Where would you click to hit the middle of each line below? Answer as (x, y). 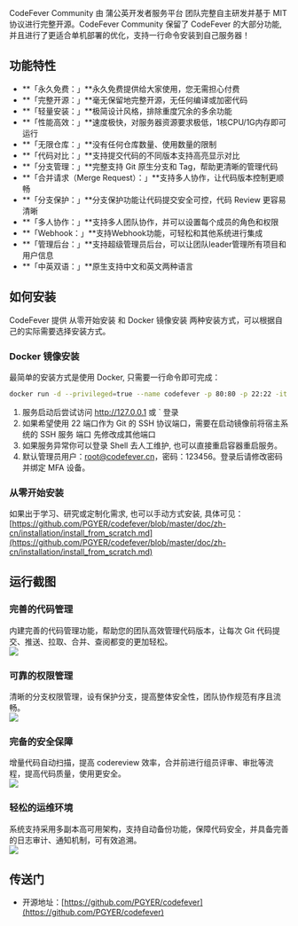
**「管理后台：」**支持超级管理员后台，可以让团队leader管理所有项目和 (154, 244)
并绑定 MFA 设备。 (56, 467)
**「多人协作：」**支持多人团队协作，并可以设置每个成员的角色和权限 (150, 222)
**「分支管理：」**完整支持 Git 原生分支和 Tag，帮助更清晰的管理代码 (150, 166)
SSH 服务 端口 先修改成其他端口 (98, 434)
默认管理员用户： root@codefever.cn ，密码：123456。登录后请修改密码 (152, 456)
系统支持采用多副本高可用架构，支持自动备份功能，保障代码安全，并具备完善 (149, 828)
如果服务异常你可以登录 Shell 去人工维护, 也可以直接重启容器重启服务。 (152, 445)
